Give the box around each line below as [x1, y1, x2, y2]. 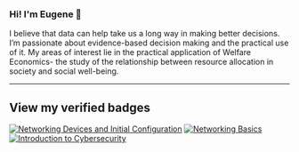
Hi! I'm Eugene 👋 [9, 8, 82, 20]
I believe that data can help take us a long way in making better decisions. [9, 28, 280, 39]
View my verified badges [9, 100, 151, 115]
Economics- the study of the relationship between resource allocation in [9, 57, 274, 68]
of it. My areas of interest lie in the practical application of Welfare [9, 47, 252, 58]
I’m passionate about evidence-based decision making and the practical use [9, 37, 289, 48]
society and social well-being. [9, 66, 119, 76]
